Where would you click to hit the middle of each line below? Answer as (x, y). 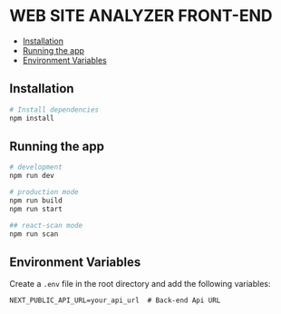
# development (36, 167)
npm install (32, 118)
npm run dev (32, 176)
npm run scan (34, 234)
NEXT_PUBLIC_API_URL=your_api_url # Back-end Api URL (115, 300)
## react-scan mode (46, 225)
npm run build (36, 201)
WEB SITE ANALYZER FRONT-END (141, 16)
